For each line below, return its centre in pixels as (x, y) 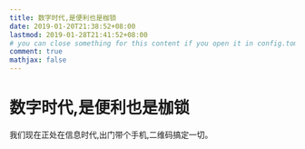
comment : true (36, 52)
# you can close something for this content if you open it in (132, 43)
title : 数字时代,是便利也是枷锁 (63, 18)
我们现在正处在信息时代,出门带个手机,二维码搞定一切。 (111, 134)
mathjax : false (38, 60)
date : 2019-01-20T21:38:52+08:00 (73, 26)
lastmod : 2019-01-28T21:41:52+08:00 (79, 35)
